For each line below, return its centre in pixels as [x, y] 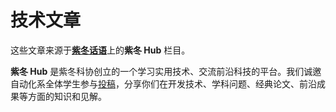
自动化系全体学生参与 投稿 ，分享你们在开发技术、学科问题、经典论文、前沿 [163, 83]
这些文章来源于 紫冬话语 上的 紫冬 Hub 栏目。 [100, 50]
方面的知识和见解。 [67, 96]
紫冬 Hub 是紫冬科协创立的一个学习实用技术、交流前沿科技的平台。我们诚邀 [166, 71]
